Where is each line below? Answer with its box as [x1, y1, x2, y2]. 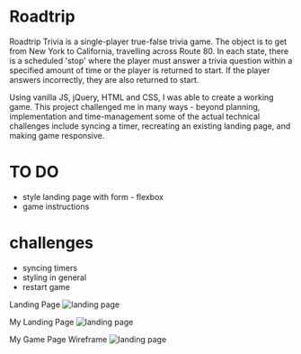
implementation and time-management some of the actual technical [9, 111, 261, 122]
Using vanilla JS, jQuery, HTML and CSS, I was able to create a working [9, 92, 274, 103]
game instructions [22, 201, 90, 212]
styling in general [22, 272, 87, 283]
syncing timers [22, 262, 78, 273]
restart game [22, 281, 70, 292]
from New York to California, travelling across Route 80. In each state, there [9, 45, 289, 56]
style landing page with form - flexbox [22, 191, 164, 202]
